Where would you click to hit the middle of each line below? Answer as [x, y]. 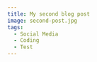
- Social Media [36, 34]
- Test [23, 47]
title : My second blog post [49, 14]
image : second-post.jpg [42, 21]
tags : [15, 27]
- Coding [27, 41]
